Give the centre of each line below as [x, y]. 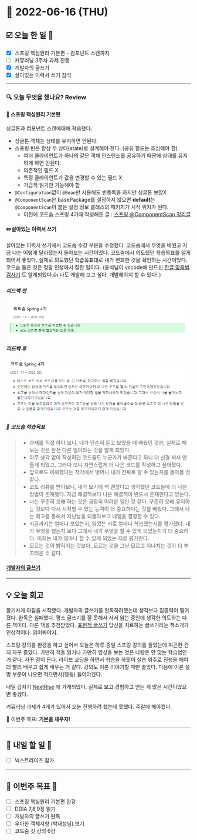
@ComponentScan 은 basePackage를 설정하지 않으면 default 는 [85, 200]
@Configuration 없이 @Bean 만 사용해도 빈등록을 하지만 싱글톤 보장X [91, 192]
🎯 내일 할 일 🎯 [29, 745]
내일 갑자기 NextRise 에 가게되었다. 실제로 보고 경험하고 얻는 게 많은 [84, 687]
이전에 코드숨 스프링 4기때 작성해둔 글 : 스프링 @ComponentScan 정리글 [107, 215]
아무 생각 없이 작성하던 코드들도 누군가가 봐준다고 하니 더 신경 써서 [105, 458]
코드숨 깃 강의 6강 [35, 831]
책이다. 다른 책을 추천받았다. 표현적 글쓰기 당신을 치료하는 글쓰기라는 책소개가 [101, 625]
